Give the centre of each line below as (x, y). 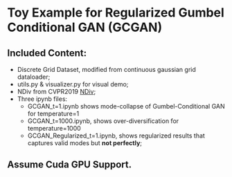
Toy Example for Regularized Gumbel (116, 13)
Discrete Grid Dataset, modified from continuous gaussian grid (106, 69)
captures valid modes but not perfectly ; (85, 143)
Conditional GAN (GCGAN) (85, 27)
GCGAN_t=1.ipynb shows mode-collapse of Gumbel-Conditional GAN (126, 106)
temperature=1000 (54, 128)
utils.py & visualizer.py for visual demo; (73, 84)
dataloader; (34, 77)
